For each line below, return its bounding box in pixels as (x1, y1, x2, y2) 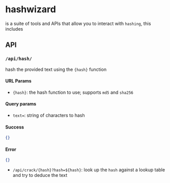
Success (5, 124, 24, 130)
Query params (5, 101, 37, 107)
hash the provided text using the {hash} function (5, 66, 107, 72)
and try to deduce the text (12, 172, 68, 178)
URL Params (5, 78, 32, 84)
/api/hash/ (5, 56, 32, 62)
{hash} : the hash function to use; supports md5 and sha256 (12, 89, 133, 95)
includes (5, 25, 23, 32)
